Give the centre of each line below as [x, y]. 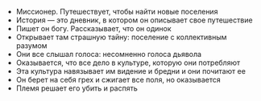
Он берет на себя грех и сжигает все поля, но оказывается [118, 80]
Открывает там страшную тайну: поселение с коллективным [121, 37]
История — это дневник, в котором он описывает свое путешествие [134, 20]
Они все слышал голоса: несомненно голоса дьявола [109, 54]
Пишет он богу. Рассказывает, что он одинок [93, 28]
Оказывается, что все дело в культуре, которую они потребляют [128, 63]
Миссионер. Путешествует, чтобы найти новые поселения [117, 12]
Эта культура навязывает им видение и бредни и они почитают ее [130, 71]
